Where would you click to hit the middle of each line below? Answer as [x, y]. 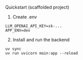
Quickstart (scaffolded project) [37, 7]
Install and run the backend [41, 40]
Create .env [25, 17]
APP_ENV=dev [18, 30]
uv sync [13, 49]
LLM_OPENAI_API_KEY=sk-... [34, 26]
